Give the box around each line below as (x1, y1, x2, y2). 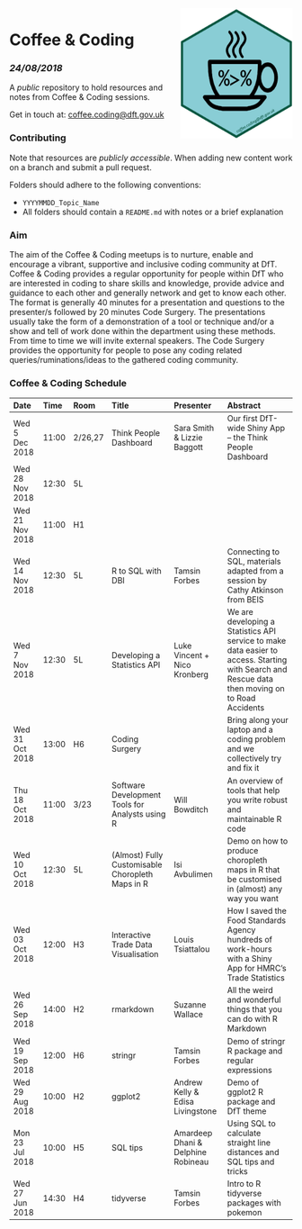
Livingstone (173, 1106, 218, 1116)
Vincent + (173, 649, 209, 660)
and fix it (226, 763, 260, 773)
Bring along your (226, 715, 289, 726)
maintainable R (226, 813, 282, 824)
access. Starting (226, 655, 288, 665)
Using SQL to (226, 1118, 276, 1129)
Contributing (9, 131, 67, 144)
